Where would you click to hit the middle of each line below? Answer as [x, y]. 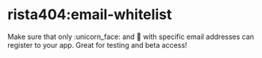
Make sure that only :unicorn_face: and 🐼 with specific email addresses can [131, 37]
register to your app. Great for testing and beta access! [97, 44]
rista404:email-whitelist [90, 15]
